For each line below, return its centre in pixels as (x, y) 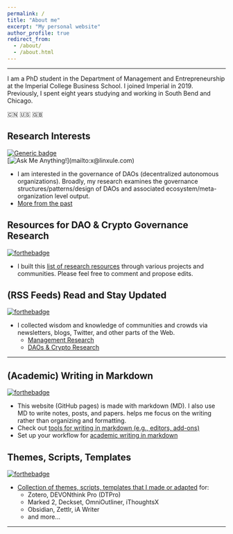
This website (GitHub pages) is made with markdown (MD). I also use (116, 406)
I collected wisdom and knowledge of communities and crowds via (112, 325)
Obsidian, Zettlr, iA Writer (63, 509)
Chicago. (20, 101)
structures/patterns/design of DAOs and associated (91, 189)
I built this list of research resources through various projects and (111, 266)
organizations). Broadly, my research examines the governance (107, 181)
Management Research (61, 340)
